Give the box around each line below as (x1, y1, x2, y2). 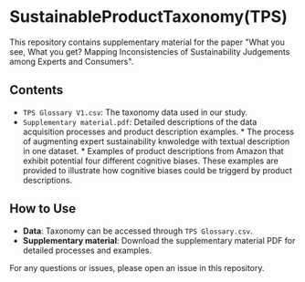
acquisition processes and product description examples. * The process (22, 126, 295, 137)
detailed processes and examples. (22, 245, 152, 256)
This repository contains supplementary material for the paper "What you (9, 37, 285, 47)
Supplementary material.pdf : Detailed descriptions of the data (22, 116, 258, 127)
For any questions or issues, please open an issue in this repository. (9, 262, 265, 273)
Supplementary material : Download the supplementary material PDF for (22, 235, 296, 245)
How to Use (9, 201, 77, 216)
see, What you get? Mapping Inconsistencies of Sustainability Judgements (9, 46, 290, 57)
